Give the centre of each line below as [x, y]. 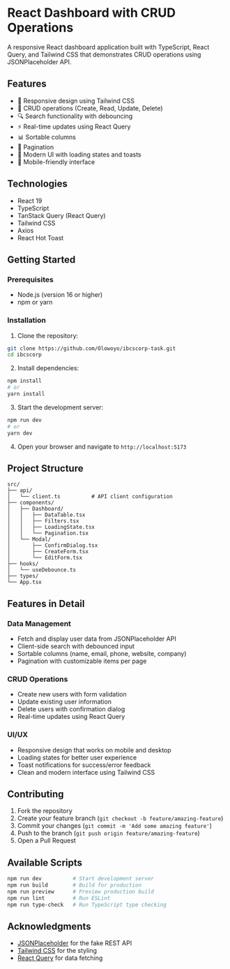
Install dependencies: [48, 368]
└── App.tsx [24, 582]
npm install [24, 381]
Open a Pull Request [47, 840]
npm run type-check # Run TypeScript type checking [87, 905]
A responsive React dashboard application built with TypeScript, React [108, 47]
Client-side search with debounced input [76, 646]
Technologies [38, 184]
